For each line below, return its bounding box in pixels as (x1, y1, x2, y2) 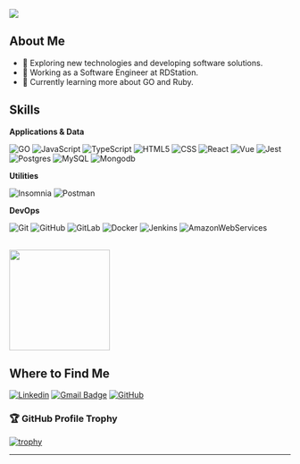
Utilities (9, 170, 38, 181)
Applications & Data (9, 126, 85, 137)
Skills (9, 103, 40, 118)
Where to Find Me (9, 367, 110, 382)
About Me (9, 34, 65, 49)
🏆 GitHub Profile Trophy (9, 412, 118, 425)
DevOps (9, 205, 40, 215)
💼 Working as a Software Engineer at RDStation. (21, 67, 199, 78)
